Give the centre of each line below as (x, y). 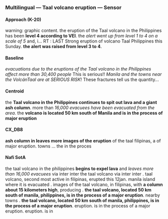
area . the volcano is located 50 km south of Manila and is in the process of (84, 113)
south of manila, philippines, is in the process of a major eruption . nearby (83, 195)
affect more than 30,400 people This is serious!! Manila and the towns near (83, 74)
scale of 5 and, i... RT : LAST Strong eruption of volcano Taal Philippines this (84, 41)
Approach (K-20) (23, 19)
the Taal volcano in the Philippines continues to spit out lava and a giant (81, 102)
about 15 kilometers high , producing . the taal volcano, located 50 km (78, 189)
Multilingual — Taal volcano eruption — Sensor (63, 7)
